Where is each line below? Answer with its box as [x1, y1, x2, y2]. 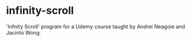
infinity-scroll [6, 4, 74, 17]
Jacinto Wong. [6, 29, 41, 36]
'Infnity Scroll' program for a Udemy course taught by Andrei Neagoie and [6, 23, 185, 30]
